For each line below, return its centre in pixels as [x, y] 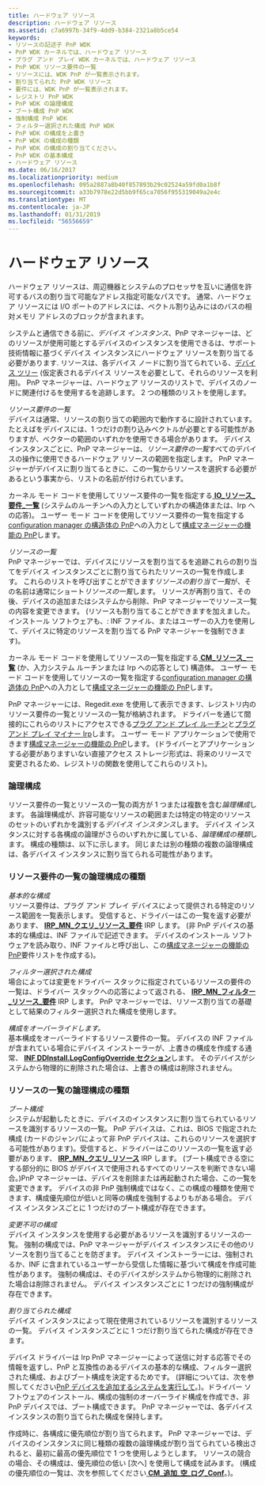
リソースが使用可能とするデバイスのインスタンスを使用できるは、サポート [136, 343]
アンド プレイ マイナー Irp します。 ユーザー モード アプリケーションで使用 [129, 734]
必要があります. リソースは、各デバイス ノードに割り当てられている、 [122, 363]
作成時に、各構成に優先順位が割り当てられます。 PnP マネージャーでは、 [127, 1433]
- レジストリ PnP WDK [41, 97]
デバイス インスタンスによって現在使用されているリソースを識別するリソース [133, 1320]
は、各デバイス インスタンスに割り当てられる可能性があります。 [113, 854]
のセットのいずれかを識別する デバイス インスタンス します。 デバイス [121, 825]
